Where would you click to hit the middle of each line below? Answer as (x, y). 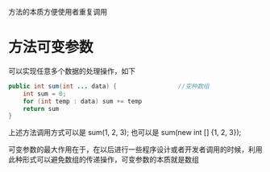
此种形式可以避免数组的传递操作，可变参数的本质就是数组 (104, 160)
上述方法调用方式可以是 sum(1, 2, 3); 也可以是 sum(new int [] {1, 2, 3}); (125, 133)
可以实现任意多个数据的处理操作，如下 (72, 71)
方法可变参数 (51, 47)
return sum (41, 109)
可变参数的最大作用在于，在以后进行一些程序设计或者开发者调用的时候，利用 (135, 149)
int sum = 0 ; (45, 94)
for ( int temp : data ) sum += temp (83, 101)
